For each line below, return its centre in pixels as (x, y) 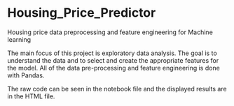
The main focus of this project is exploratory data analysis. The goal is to (112, 53)
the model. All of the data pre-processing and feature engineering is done (114, 68)
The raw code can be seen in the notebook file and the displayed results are (117, 89)
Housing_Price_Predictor (82, 13)
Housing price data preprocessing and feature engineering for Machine (110, 32)
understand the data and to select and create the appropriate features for (113, 60)
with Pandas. (26, 75)
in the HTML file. (31, 96)
